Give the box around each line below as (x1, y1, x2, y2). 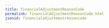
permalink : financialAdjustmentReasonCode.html (5, 11, 105, 16)
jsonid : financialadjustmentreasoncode (5, 16, 87, 20)
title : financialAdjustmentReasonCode (5, 7, 84, 12)
